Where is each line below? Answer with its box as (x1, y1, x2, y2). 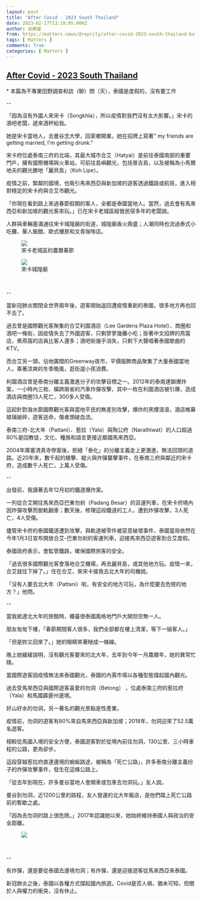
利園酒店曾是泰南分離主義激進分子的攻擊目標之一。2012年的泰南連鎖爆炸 (6, 378, 187, 385)
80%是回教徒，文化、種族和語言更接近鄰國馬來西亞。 (6, 433, 139, 441)
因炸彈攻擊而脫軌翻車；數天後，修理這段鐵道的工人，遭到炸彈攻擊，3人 (6, 506, 183, 514)
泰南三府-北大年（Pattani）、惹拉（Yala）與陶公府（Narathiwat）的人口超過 (6, 426, 192, 433)
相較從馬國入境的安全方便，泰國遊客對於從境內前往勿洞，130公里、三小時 (6, 738, 189, 745)
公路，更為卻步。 (16, 745, 59, 752)
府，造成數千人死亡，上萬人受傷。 (6, 461, 91, 468)
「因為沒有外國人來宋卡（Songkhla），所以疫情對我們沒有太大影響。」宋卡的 (6, 112, 193, 119)
